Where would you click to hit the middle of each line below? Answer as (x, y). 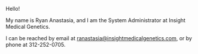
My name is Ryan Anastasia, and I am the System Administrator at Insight (96, 20)
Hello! (13, 9)
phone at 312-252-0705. (36, 45)
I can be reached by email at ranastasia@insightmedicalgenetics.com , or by (99, 38)
